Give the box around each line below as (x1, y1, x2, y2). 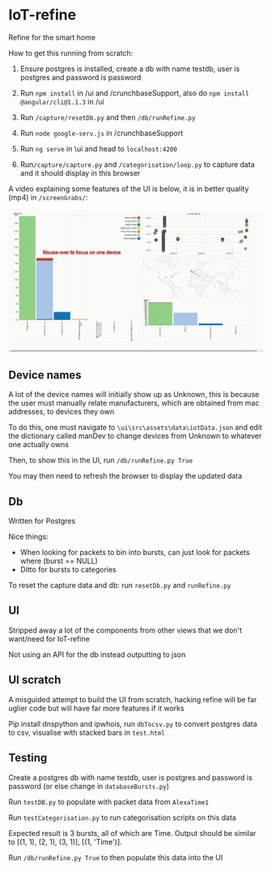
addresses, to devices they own (8, 407, 115, 416)
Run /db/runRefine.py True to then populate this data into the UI (8, 852, 223, 862)
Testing (8, 751, 48, 765)
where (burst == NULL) (19, 557, 99, 566)
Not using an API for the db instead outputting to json (8, 650, 186, 659)
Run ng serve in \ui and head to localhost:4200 (19, 143, 178, 153)
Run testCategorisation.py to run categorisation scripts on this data (8, 812, 237, 822)
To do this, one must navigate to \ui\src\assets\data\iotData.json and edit (8, 423, 263, 433)
